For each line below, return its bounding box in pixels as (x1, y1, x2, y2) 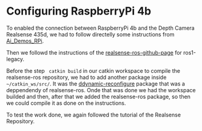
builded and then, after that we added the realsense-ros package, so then (6, 93, 191, 100)
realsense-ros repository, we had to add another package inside (6, 73, 167, 81)
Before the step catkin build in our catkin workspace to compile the (6, 67, 181, 74)
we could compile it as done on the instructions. (6, 99, 126, 107)
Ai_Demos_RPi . (6, 37, 44, 44)
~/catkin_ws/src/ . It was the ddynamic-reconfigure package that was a (6, 80, 185, 87)
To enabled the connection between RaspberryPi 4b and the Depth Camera (6, 24, 195, 32)
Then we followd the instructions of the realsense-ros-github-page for (6, 49, 182, 56)
